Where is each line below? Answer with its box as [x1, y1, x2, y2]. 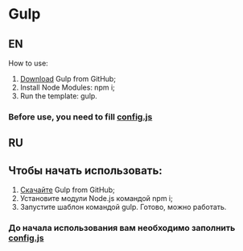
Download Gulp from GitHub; [19, 74, 117, 83]
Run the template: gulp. [19, 91, 98, 101]
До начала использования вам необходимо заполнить [8, 223, 236, 234]
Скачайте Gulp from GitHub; [19, 185, 115, 195]
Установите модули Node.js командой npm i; [19, 194, 173, 203]
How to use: [8, 58, 48, 68]
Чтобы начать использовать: [8, 163, 163, 178]
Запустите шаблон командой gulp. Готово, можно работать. [19, 203, 227, 212]
